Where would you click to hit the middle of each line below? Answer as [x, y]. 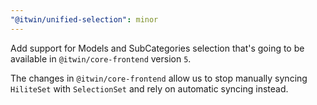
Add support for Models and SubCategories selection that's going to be [157, 48]
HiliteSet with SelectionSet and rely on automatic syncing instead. [149, 88]
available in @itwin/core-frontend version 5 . [101, 58]
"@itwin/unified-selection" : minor [84, 19]
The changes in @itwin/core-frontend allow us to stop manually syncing [159, 78]
